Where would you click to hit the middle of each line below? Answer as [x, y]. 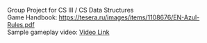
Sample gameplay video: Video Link [58, 32]
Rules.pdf [21, 25]
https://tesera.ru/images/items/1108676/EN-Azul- [129, 17]
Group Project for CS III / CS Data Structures [71, 10]
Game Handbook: [32, 17]
